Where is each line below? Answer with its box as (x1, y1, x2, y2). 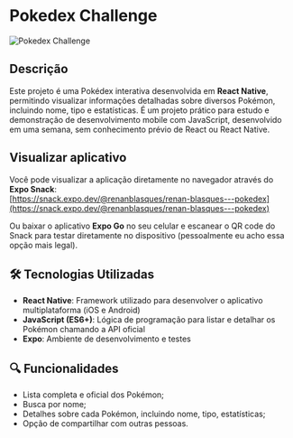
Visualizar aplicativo (9, 150, 127, 165)
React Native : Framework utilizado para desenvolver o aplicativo (22, 295, 263, 306)
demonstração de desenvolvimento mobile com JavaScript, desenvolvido (9, 114, 282, 125)
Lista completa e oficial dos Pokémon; (22, 389, 165, 400)
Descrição (9, 61, 69, 77)
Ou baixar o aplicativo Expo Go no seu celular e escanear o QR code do (9, 220, 276, 231)
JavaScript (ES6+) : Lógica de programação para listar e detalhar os (22, 314, 276, 325)
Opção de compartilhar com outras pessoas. (22, 418, 189, 429)
